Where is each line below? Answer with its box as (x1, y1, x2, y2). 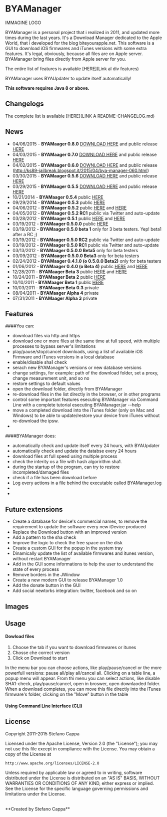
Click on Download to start (12, 655, 67, 661)
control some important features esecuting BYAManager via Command (12, 396, 158, 402)
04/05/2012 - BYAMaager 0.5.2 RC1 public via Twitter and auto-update (12, 210, 160, 216)
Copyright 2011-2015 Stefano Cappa (5, 730, 80, 737)
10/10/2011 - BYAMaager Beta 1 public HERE (12, 279, 104, 285)
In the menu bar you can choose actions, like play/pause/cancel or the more (5, 665, 162, 671)
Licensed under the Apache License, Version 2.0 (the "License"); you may (5, 740, 158, 746)
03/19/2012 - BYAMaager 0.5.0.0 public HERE (12, 221, 108, 227)
